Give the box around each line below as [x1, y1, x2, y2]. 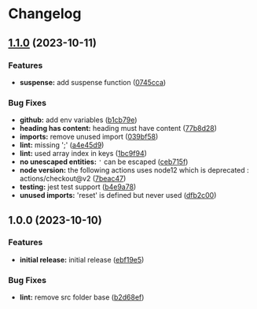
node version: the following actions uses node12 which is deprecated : [19, 166, 249, 175]
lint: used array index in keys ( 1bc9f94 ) [19, 149, 148, 158]
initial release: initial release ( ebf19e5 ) [19, 255, 145, 264]
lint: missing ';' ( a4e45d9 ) [19, 140, 105, 150]
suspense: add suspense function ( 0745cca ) [19, 77, 167, 87]
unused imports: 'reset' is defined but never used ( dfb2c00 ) [19, 191, 217, 200]
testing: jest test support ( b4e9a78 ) [19, 182, 137, 192]
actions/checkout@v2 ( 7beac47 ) [19, 174, 127, 184]
